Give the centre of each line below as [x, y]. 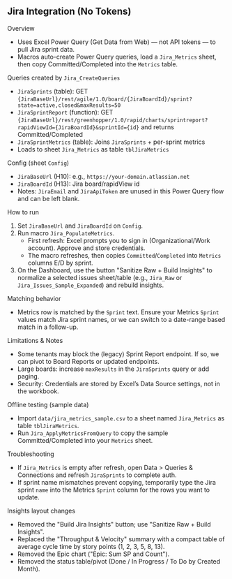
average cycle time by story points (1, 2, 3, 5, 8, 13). [91, 546]
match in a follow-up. [48, 327]
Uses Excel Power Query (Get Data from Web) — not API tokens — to [116, 42]
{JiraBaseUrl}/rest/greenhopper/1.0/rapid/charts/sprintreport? [113, 120]
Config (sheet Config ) [38, 163]
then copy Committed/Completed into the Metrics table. [98, 64]
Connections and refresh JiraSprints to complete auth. [97, 475]
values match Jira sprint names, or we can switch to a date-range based [121, 319]
